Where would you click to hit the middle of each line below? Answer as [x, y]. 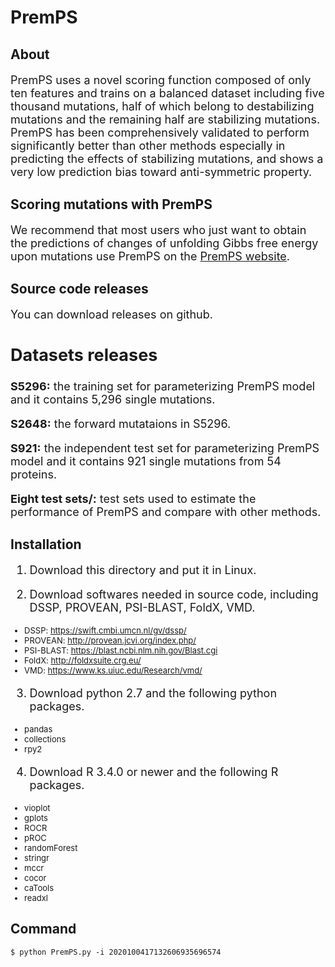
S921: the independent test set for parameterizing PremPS [165, 448]
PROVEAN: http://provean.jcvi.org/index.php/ [110, 640]
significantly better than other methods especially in [148, 145]
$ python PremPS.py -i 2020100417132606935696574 [116, 952]
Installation [46, 544]
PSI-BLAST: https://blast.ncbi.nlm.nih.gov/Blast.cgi [121, 650]
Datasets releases [84, 355]
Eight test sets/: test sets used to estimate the [133, 498]
